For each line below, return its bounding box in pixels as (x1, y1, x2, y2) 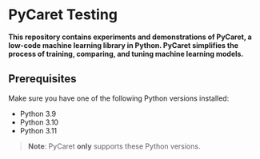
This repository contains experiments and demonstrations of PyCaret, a (8, 32, 252, 42)
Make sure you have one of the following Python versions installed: (8, 93, 230, 103)
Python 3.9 (19, 109, 57, 118)
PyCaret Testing (8, 6, 118, 24)
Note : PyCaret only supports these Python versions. (27, 141, 201, 151)
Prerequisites (8, 72, 77, 85)
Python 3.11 (19, 125, 58, 135)
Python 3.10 (19, 117, 58, 127)
